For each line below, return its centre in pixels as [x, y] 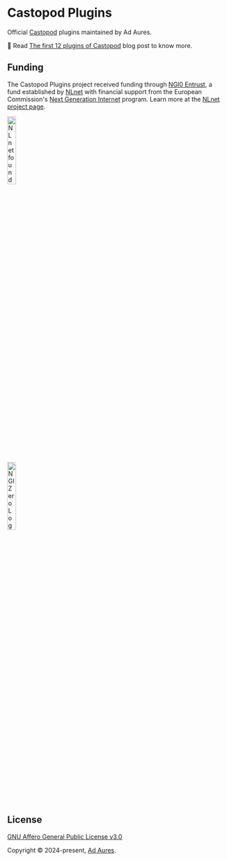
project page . [26, 107]
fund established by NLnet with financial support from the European [104, 91]
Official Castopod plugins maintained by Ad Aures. [79, 32]
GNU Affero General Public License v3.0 [65, 837]
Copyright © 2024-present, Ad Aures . [62, 850]
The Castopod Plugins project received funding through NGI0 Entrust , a [110, 84]
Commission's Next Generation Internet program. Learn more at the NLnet [113, 99]
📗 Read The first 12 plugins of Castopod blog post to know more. [100, 45]
